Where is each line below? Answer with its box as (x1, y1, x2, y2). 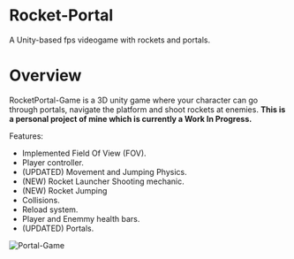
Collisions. (21, 194, 60, 205)
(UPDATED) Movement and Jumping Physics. (21, 166, 187, 177)
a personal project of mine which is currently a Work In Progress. (9, 113, 253, 124)
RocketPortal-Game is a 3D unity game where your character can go (9, 95, 259, 105)
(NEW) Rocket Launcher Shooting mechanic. (21, 176, 185, 187)
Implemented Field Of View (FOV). (21, 148, 147, 158)
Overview (9, 65, 82, 86)
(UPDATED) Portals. (21, 223, 94, 233)
